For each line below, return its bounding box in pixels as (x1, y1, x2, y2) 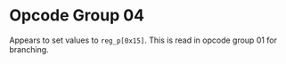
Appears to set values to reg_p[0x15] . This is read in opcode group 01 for (9, 35, 278, 45)
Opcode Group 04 (9, 5, 145, 26)
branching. (9, 44, 49, 54)
